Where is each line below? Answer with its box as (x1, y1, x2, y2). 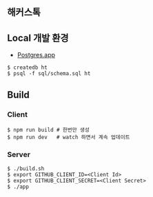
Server (7, 149, 31, 159)
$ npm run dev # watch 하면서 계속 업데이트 (7, 134, 130, 141)
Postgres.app (17, 51, 56, 59)
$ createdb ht (7, 64, 48, 71)
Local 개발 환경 (7, 32, 69, 43)
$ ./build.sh (7, 165, 45, 172)
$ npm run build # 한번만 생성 (7, 126, 90, 133)
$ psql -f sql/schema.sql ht (7, 70, 91, 77)
